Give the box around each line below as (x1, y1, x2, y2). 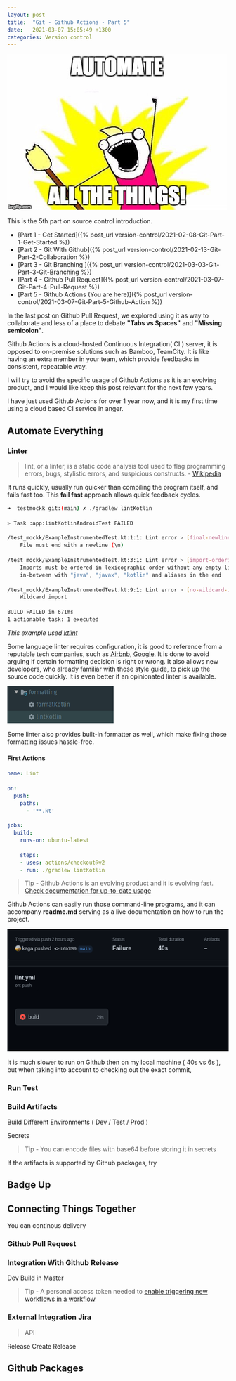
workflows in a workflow (24, 1295, 96, 1303)
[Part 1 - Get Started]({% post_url (17, 230, 114, 239)
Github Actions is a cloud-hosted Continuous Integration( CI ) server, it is (7, 340, 218, 348)
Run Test (7, 1082, 39, 1092)
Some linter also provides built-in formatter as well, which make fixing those (7, 730, 227, 738)
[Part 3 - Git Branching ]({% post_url (17, 261, 123, 269)
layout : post (7, 11, 46, 18)
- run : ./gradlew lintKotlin (20, 866, 105, 874)
